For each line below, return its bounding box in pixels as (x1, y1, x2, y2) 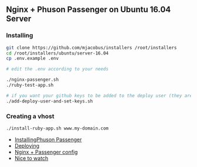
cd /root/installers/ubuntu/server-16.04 (6, 50, 109, 56)
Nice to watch (14, 155, 49, 162)
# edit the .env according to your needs (6, 66, 109, 72)
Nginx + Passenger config (14, 148, 78, 155)
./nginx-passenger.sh (6, 77, 59, 83)
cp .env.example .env (6, 56, 59, 62)
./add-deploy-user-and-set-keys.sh (6, 98, 93, 104)
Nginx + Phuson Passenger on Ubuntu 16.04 (6, 5, 171, 15)
